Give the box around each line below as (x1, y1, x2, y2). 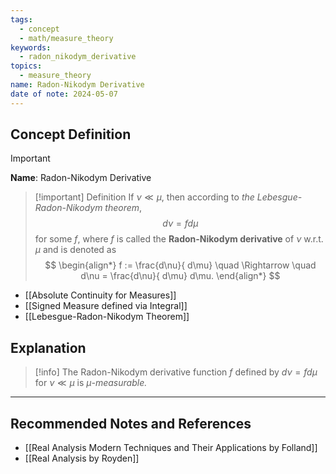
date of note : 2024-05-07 (10, 89, 118, 99)
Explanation (10, 339, 87, 356)
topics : (10, 61, 43, 71)
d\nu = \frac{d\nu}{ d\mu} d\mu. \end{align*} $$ (80, 270, 281, 282)
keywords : (10, 42, 52, 53)
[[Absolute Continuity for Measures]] (24, 289, 177, 301)
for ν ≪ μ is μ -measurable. (34, 377, 148, 389)
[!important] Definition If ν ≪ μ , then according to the (34, 191, 255, 203)
